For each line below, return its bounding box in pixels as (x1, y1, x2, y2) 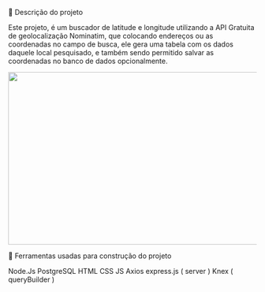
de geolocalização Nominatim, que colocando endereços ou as (8, 32, 214, 40)
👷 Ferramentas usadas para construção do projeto (8, 251, 172, 260)
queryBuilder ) (8, 275, 55, 284)
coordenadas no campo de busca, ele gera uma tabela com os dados (8, 39, 234, 49)
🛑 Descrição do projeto (8, 8, 84, 17)
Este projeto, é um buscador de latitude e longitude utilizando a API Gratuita (8, 23, 255, 32)
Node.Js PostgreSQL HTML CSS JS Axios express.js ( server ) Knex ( (8, 267, 233, 275)
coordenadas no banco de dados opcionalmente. (8, 56, 168, 66)
